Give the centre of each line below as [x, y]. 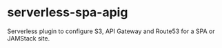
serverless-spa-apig [68, 13]
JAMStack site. [29, 38]
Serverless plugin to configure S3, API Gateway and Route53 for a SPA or [111, 31]
